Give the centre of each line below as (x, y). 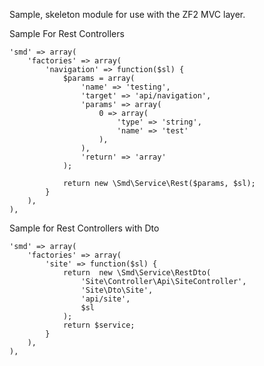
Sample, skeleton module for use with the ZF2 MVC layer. (127, 14)
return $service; (99, 325)
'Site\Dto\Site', (117, 290)
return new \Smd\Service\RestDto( (137, 273)
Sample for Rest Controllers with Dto (84, 228)
